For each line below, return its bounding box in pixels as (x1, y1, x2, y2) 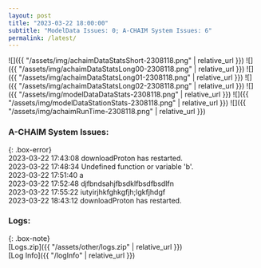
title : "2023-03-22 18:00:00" (8, 19, 109, 27)
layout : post (8, 11, 52, 20)
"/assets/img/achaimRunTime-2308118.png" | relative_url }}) (8, 107, 206, 116)
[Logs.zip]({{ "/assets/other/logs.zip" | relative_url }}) (8, 242, 183, 251)
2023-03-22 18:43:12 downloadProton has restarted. (8, 195, 182, 205)
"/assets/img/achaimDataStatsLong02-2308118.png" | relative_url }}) (18, 81, 245, 91)
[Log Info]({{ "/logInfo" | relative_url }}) (8, 250, 136, 260)
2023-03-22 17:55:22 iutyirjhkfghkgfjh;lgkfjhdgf (8, 187, 166, 196)
